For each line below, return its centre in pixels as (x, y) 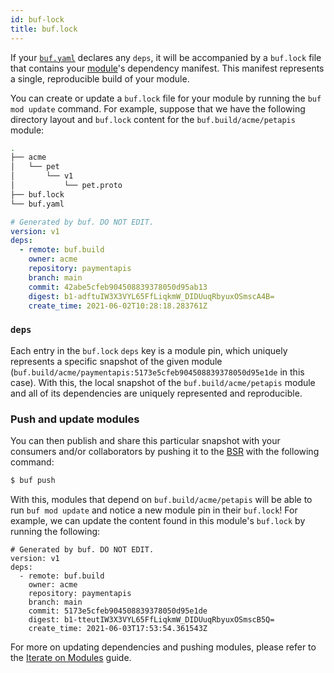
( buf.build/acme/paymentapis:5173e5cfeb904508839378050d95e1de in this (157, 372)
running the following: (55, 531)
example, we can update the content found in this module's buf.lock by (158, 520)
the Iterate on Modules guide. (71, 657)
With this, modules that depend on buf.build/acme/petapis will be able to (161, 499)
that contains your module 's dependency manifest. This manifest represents (167, 68)
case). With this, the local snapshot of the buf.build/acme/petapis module (163, 382)
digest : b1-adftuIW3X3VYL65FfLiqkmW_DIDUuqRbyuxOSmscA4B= (151, 296)
